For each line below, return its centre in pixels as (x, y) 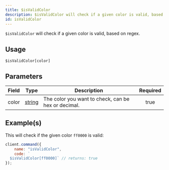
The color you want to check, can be (87, 99)
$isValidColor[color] (28, 61)
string (32, 102)
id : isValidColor (23, 19)
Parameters (24, 76)
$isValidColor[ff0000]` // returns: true (54, 158)
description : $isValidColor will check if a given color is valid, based (84, 15)
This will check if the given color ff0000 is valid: (55, 135)
